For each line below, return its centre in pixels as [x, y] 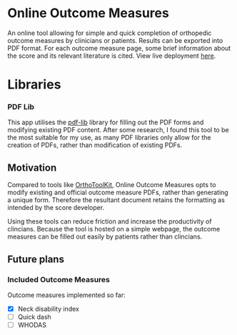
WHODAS [32, 325]
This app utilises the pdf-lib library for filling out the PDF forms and [106, 122]
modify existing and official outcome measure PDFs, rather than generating [118, 192]
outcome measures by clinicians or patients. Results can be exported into [115, 40]
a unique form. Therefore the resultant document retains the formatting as [116, 200]
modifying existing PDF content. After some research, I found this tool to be [118, 130]
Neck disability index [49, 309]
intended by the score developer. [56, 208]
